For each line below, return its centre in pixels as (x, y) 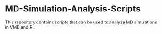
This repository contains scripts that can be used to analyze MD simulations (81, 22)
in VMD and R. (19, 27)
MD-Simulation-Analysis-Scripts (73, 9)
